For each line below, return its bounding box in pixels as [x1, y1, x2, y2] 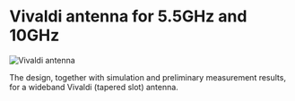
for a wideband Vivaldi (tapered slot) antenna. [9, 81, 179, 92]
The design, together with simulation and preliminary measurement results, [9, 72, 287, 82]
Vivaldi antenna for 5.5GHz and [9, 6, 247, 27]
